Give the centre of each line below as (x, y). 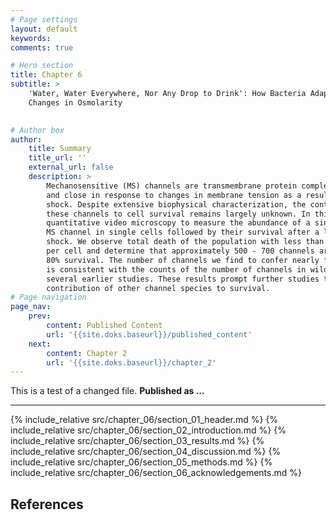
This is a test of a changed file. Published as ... (107, 391)
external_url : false (71, 167)
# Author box (37, 130)
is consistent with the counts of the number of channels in (176, 269)
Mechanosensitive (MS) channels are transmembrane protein (172, 186)
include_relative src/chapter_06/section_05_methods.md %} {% (141, 462)
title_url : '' (57, 158)
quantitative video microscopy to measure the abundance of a (178, 223)
